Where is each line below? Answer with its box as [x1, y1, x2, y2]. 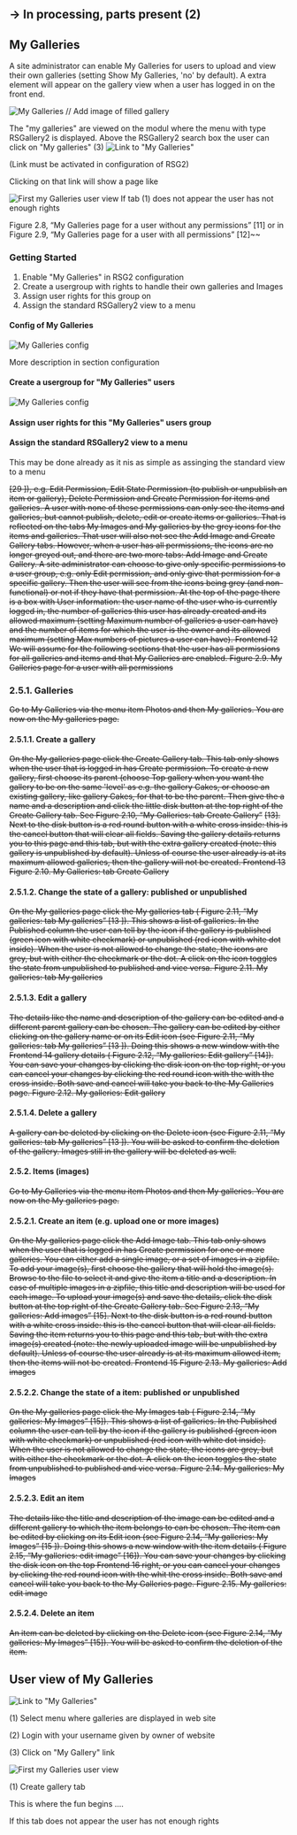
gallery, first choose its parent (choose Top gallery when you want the [9, 772, 264, 783]
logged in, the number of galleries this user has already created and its [9, 605, 267, 616]
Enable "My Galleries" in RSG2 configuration [21, 272, 184, 282]
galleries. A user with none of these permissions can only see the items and [9, 502, 286, 512]
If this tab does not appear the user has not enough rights [9, 1816, 219, 1826]
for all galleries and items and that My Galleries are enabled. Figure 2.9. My [9, 652, 283, 663]
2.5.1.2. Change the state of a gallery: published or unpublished [9, 887, 247, 897]
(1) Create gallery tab [9, 1781, 86, 1792]
